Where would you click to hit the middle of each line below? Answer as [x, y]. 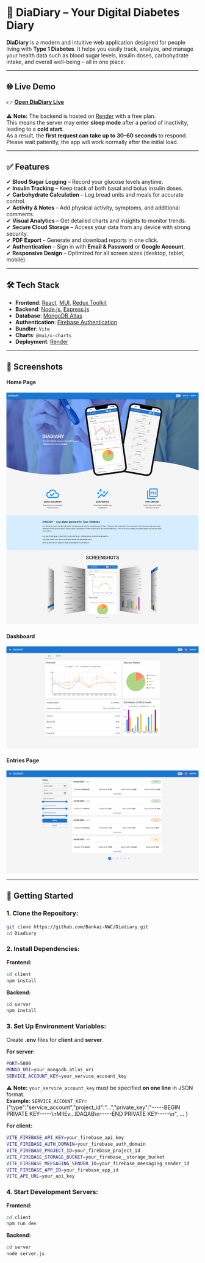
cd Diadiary [21, 933]
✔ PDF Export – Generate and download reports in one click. [82, 240]
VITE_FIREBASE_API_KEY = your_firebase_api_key [65, 1138]
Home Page [21, 382]
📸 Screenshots [35, 367]
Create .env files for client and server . [55, 1039]
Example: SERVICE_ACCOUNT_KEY [45, 1101]
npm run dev [21, 1224]
